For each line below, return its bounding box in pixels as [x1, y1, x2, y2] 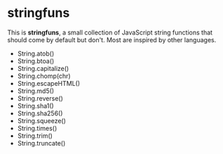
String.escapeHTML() [17, 79, 81, 87]
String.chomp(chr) [17, 72, 72, 80]
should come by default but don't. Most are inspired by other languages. [7, 35, 217, 44]
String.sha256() [17, 109, 63, 117]
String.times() [17, 124, 58, 132]
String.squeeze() [17, 116, 67, 124]
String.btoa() [17, 56, 55, 65]
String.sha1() [17, 101, 54, 110]
